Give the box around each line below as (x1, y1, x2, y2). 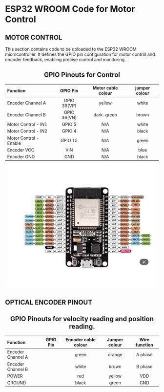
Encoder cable (65, 337, 96, 343)
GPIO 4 (61, 128, 77, 134)
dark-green (93, 112, 117, 118)
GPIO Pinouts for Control (43, 71, 121, 79)
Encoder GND (7, 154, 35, 160)
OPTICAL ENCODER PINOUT (5, 298, 93, 306)
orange (108, 351, 123, 357)
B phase (136, 364, 153, 370)
